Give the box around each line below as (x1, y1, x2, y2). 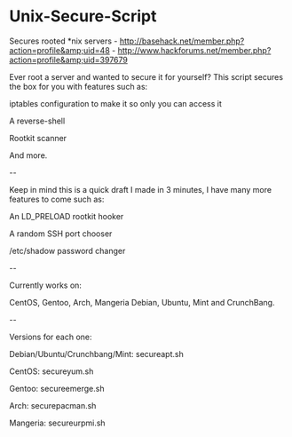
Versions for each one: (9, 331, 92, 342)
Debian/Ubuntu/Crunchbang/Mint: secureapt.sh (9, 348, 184, 359)
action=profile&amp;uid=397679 (9, 54, 129, 65)
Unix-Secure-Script (9, 6, 157, 27)
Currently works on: (9, 280, 83, 290)
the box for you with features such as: (9, 81, 148, 91)
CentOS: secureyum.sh (9, 366, 94, 377)
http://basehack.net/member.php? (119, 36, 245, 46)
